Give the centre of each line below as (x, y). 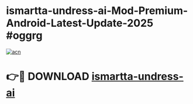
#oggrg (24, 36)
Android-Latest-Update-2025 (80, 23)
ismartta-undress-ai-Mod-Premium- (97, 11)
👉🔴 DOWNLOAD (48, 77)
